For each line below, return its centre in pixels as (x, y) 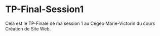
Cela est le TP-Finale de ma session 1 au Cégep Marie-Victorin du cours (80, 23)
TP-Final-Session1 (45, 9)
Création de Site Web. (28, 28)
